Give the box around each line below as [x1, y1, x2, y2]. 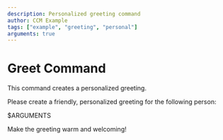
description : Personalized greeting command [7, 10, 141, 18]
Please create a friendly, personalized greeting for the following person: [7, 98, 217, 106]
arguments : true [7, 30, 55, 37]
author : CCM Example [7, 17, 69, 24]
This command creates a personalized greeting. [7, 84, 147, 93]
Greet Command [7, 61, 106, 76]
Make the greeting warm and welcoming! [7, 125, 127, 134]
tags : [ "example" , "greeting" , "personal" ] [7, 23, 138, 30]
